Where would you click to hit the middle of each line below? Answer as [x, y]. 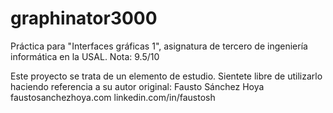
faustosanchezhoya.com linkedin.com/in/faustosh [113, 97]
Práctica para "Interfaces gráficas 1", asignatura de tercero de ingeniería [159, 46]
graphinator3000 [84, 18]
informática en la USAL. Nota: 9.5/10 [85, 56]
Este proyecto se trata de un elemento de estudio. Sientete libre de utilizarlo [166, 76]
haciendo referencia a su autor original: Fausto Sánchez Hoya [137, 86]
